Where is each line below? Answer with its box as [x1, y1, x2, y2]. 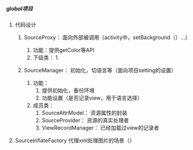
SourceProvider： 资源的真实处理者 [41, 117, 129, 124]
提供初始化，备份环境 [41, 87, 95, 94]
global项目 [6, 5, 33, 12]
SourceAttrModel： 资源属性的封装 [41, 109, 128, 116]
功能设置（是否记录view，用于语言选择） [41, 94, 143, 101]
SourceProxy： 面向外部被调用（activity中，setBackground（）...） [23, 33, 191, 41]
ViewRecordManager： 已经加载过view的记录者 [41, 124, 159, 131]
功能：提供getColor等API [32, 46, 95, 53]
